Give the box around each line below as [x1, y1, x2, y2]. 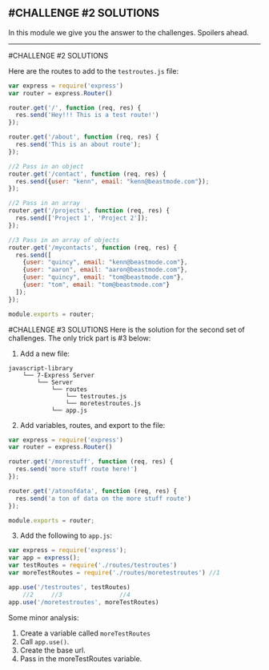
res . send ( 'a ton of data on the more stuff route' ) [15, 494, 192, 502]
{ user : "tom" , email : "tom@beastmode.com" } [22, 281, 171, 289]
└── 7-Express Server [22, 371, 94, 379]
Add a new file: [19, 349, 70, 358]
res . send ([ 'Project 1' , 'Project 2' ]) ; [15, 214, 149, 223]
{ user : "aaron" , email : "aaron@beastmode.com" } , [22, 266, 188, 274]
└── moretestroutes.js [65, 399, 142, 407]
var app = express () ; [8, 554, 81, 562]
